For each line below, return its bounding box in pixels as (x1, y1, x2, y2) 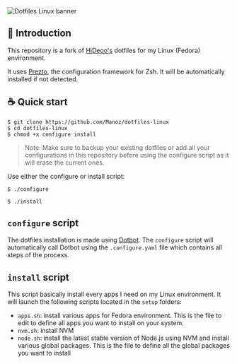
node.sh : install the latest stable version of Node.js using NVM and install (17, 334, 229, 342)
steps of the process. (7, 251, 69, 259)
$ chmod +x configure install (7, 131, 97, 138)
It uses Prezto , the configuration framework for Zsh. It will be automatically (7, 67, 225, 76)
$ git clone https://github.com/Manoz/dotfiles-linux (7, 118, 170, 126)
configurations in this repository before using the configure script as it (24, 151, 229, 159)
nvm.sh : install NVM (17, 327, 74, 335)
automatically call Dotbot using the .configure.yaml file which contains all (7, 243, 223, 252)
